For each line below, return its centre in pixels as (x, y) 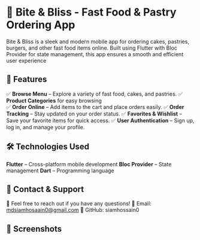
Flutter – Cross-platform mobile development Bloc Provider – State (89, 164)
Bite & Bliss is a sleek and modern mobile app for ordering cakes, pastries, (98, 41)
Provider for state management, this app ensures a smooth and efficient (95, 54)
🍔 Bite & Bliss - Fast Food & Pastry (91, 12)
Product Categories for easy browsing (54, 101)
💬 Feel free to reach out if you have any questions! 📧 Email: (79, 203)
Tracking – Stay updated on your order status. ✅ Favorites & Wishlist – (94, 114)
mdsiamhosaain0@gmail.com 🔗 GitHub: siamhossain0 (73, 210)
